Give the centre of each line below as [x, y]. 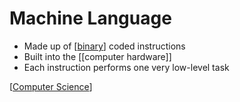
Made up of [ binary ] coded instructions [104, 46]
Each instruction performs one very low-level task [126, 67]
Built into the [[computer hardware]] [97, 56]
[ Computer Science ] [51, 86]
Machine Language [90, 18]
